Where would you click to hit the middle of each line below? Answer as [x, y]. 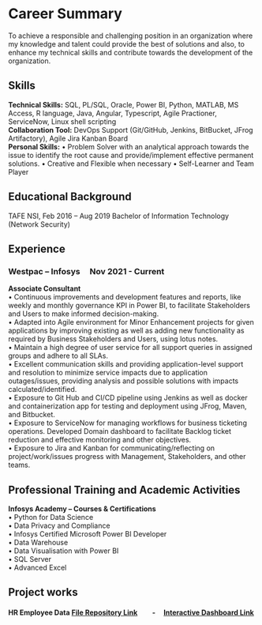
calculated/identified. [43, 390]
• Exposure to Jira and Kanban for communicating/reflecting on [112, 448]
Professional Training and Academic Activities [124, 489]
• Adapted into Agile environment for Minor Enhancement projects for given [131, 322]
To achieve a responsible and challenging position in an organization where [131, 36]
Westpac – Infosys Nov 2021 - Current [86, 271]
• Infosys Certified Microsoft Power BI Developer [88, 534]
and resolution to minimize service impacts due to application [108, 373]
